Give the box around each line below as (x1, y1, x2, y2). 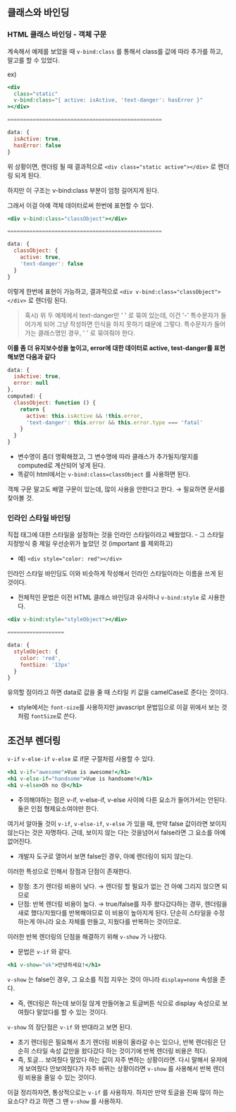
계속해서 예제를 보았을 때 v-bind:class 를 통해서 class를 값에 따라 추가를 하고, (7, 47, 223, 55)
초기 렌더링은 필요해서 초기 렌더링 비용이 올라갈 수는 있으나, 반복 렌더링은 (17, 1037, 219, 1046)
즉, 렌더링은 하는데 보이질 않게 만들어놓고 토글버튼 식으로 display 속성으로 (17, 998, 221, 1008)
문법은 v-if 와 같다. (17, 947, 72, 955)
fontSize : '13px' (20, 661, 71, 669)
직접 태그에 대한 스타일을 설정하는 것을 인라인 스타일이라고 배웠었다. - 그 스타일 (7, 530, 224, 539)
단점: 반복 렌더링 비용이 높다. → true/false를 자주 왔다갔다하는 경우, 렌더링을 (17, 899, 228, 908)
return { (20, 405, 46, 413)
